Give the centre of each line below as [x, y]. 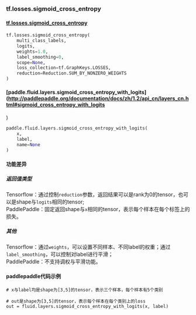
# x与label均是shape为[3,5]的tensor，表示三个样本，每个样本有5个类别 [85, 290]
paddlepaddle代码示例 [34, 276]
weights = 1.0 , [32, 52]
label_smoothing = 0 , [40, 57]
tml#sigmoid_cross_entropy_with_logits [56, 104]
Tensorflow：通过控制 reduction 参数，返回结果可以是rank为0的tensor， [92, 195]
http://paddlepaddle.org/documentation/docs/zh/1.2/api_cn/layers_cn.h [98, 98]
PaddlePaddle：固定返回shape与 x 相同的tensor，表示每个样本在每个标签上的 [98, 209]
